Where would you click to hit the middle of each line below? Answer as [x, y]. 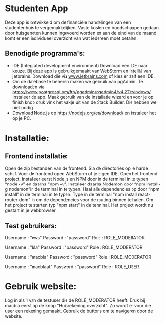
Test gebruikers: [31, 226]
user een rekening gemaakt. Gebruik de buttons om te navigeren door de [79, 311]
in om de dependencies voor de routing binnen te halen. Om [92, 200]
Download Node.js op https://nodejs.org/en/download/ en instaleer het [84, 113]
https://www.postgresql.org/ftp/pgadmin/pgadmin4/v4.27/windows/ [82, 92]
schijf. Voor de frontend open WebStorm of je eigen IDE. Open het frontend [81, 173]
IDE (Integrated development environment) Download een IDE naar [80, 65]
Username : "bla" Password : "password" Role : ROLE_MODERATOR [74, 247]
